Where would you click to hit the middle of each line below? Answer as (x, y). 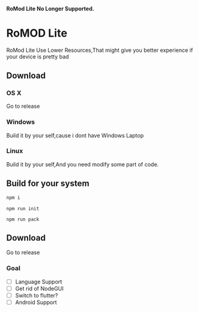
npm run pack (23, 219)
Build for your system (48, 184)
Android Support (36, 302)
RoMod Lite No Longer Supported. (50, 9)
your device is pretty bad (38, 56)
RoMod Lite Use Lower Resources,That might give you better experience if (100, 50)
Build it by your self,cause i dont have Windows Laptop (75, 135)
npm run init (23, 208)
